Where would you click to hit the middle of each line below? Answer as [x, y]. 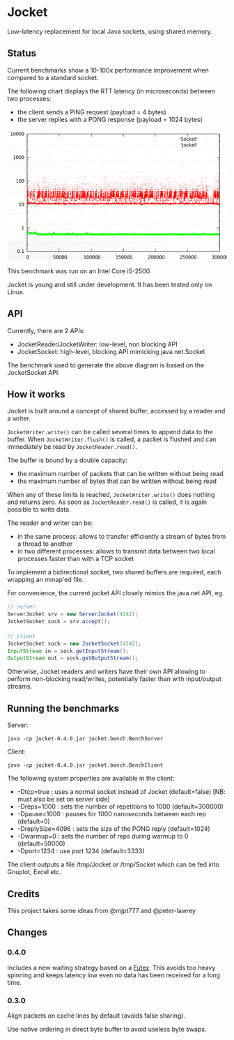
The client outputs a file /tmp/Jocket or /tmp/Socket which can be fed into [113, 864]
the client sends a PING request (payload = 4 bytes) [92, 112]
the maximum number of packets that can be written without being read [120, 474]
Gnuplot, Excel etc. [34, 872]
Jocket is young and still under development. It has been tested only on [110, 284]
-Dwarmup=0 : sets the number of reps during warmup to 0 [103, 836]
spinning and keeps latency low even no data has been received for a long [114, 975]
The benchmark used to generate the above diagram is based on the [106, 365]
